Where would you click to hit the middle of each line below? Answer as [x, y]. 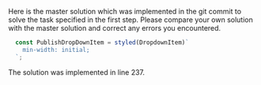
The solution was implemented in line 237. [76, 72]
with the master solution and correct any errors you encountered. [115, 28]
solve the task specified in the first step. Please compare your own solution [130, 20]
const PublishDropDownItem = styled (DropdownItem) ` [102, 42]
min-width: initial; [56, 50]
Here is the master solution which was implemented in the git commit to [125, 11]
